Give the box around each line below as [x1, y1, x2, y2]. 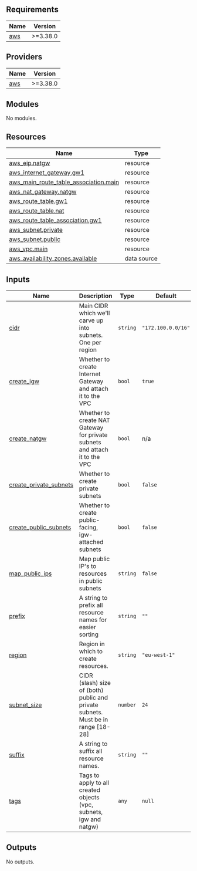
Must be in [79, 715, 108, 724]
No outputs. [6, 858, 35, 865]
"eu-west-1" [141, 651, 175, 659]
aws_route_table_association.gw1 [9, 217, 102, 225]
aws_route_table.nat [9, 207, 64, 215]
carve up [79, 316, 104, 325]
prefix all [79, 601, 103, 609]
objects [79, 794, 100, 802]
